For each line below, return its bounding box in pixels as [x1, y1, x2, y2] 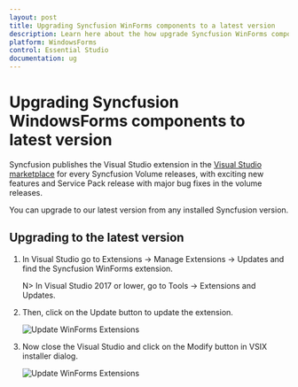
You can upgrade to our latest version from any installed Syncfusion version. [9, 205, 289, 215]
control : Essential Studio [9, 46, 109, 55]
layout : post [9, 12, 58, 22]
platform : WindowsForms [9, 37, 98, 47]
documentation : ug [9, 54, 77, 63]
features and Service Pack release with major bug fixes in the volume [9, 178, 263, 189]
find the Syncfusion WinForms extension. [21, 263, 173, 274]
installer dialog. [21, 351, 78, 361]
